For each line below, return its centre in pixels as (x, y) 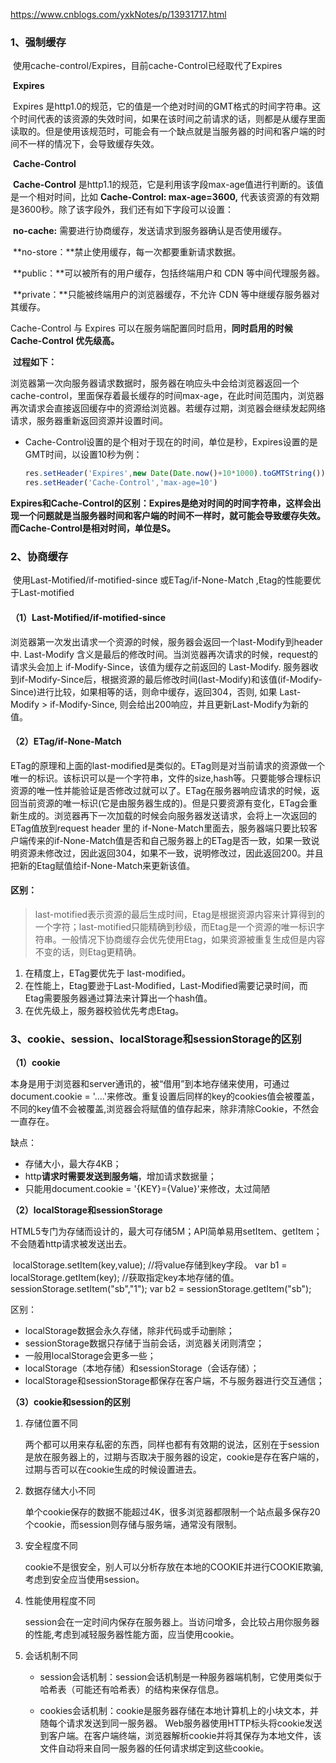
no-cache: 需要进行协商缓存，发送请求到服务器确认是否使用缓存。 (150, 231)
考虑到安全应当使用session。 (84, 1580)
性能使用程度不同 (60, 1601)
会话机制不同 (51, 1656)
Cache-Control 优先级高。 (65, 341)
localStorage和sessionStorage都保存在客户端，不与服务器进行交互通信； (174, 1381)
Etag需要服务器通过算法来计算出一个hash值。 (118, 998)
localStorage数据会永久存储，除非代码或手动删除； (129, 1331)
